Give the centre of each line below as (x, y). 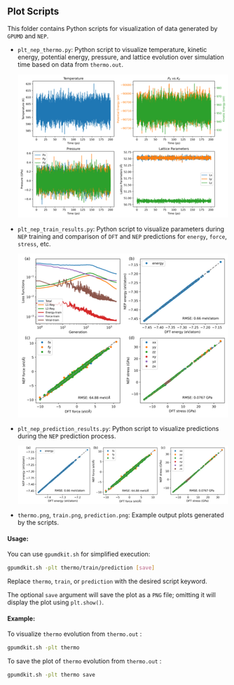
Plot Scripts (33, 12)
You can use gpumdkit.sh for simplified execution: (79, 554)
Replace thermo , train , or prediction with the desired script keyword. (108, 581)
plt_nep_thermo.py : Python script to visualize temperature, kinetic (112, 49)
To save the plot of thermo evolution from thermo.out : (84, 661)
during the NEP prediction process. (67, 436)
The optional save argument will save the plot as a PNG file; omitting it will (111, 595)
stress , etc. (34, 244)
